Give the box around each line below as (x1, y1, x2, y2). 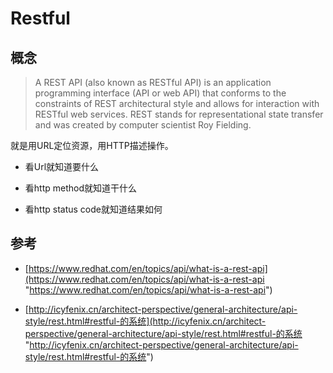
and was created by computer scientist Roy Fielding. (34, 119, 252, 131)
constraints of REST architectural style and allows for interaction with (34, 98, 320, 109)
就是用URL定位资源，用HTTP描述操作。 (10, 140, 174, 151)
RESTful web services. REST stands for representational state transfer (34, 108, 324, 120)
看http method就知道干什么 (24, 182, 137, 194)
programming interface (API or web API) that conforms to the (34, 87, 287, 99)
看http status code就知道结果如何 (24, 203, 163, 215)
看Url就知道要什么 (24, 161, 100, 172)
